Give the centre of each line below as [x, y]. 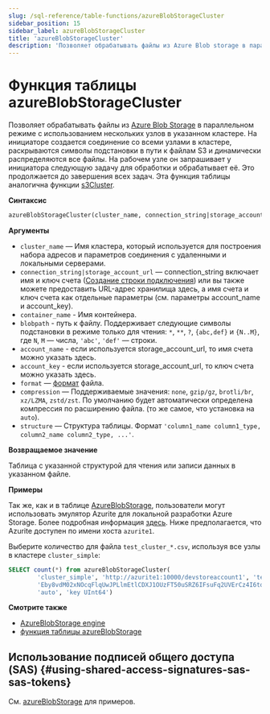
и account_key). [47, 306]
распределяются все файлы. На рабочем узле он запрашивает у [120, 159]
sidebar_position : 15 [45, 23]
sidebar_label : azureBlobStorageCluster [77, 31]
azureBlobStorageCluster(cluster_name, [75, 215]
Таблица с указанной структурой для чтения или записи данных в [122, 465]
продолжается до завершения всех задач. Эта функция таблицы [119, 176]
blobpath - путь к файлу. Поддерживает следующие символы [125, 323]
